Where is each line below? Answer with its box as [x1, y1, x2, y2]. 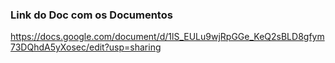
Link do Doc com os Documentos [10, 8, 173, 22]
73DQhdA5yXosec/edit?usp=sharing [10, 41, 162, 53]
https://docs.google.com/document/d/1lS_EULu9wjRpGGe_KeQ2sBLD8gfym [10, 31, 325, 43]
